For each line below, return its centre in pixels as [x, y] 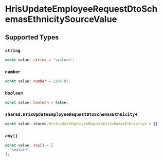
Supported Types [32, 37]
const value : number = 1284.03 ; [38, 81]
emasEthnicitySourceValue [61, 19]
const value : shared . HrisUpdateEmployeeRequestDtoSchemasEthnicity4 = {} [81, 124]
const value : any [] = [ [29, 145]
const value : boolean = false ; [37, 103]
